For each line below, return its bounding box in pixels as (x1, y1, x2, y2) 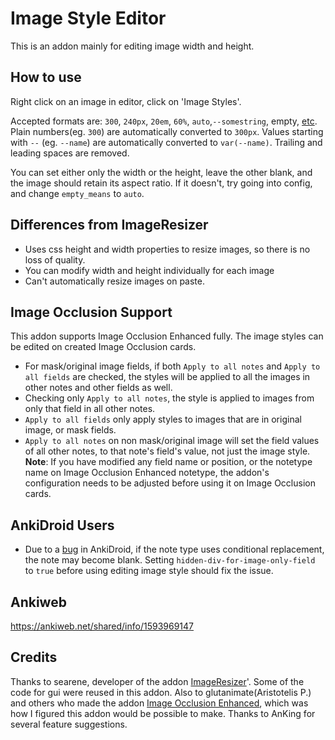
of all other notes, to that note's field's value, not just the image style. (24, 445, 311, 457)
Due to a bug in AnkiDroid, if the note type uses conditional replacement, (24, 543, 325, 556)
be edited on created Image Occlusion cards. (10, 341, 197, 353)
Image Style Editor (10, 7, 167, 30)
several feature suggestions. (10, 718, 128, 730)
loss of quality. (24, 253, 86, 266)
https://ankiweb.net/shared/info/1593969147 (10, 620, 195, 632)
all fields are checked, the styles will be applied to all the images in (24, 371, 311, 383)
